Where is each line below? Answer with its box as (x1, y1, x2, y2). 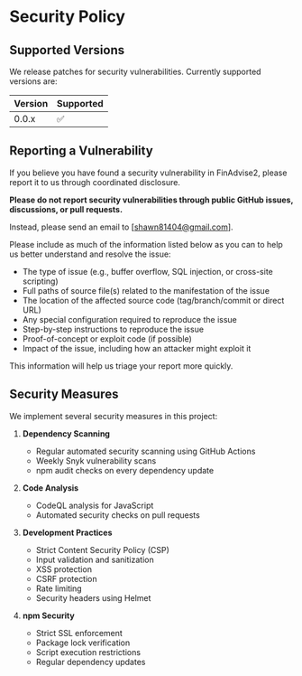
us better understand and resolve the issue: (9, 249, 171, 259)
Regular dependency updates (35, 656, 146, 667)
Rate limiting (35, 583, 83, 594)
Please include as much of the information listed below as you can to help (9, 239, 284, 249)
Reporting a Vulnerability (9, 143, 153, 159)
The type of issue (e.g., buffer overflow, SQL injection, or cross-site (22, 266, 273, 277)
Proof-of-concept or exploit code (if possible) (22, 333, 192, 344)
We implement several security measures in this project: (9, 410, 218, 421)
